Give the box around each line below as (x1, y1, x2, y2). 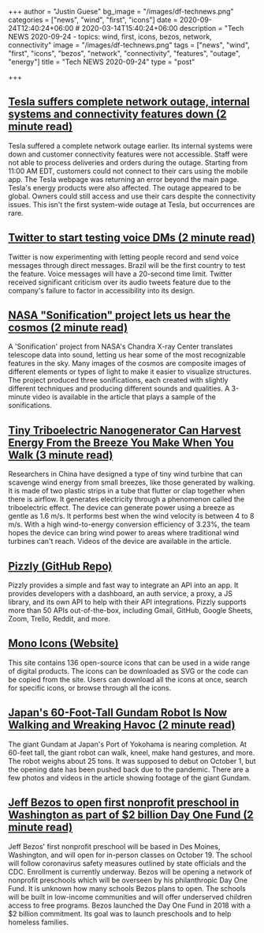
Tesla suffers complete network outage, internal (8, 95, 250, 109)
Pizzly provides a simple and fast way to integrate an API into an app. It (8, 580, 239, 590)
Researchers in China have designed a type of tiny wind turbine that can (8, 470, 243, 479)
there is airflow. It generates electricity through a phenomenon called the (8, 494, 245, 504)
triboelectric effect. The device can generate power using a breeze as (8, 503, 235, 512)
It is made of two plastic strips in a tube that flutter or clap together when (8, 486, 246, 496)
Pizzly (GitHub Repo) (8, 559, 113, 572)
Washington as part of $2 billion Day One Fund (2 (8, 808, 254, 822)
